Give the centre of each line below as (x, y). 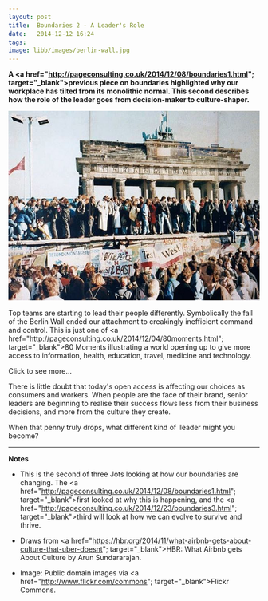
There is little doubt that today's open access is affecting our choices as (127, 386)
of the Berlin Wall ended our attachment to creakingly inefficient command (131, 321)
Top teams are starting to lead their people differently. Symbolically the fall (131, 313)
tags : (17, 42)
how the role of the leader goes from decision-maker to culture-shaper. (129, 100)
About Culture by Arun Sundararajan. (81, 557)
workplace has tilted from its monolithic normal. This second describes (129, 91)
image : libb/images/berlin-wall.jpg (69, 51)
